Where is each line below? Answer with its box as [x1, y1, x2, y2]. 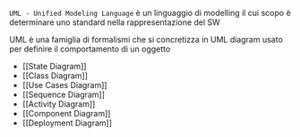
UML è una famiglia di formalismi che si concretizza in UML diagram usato [9, 35, 284, 44]
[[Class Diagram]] [21, 70, 88, 81]
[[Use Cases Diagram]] [21, 80, 107, 90]
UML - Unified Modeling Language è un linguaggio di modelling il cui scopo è [9, 8, 291, 18]
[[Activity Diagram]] [21, 99, 96, 109]
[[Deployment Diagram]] [21, 117, 112, 128]
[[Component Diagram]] [21, 109, 111, 118]
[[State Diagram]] [21, 61, 87, 71]
